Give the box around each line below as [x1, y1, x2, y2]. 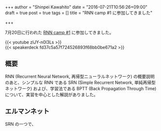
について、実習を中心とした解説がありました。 [5, 92, 98, 98]
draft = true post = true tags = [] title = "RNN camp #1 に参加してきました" [5, 10, 153, 16]
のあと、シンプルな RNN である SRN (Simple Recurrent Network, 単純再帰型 [5, 80, 156, 85]
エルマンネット [5, 107, 50, 115]
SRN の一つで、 [5, 121, 36, 127]
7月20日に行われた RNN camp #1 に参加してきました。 [5, 30, 114, 35]
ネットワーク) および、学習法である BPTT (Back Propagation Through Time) [5, 85, 157, 91]
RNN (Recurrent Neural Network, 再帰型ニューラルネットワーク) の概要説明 [5, 73, 155, 79]
